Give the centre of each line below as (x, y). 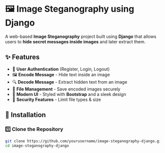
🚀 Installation (26, 115)
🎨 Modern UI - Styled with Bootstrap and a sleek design (69, 94)
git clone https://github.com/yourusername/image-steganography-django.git (84, 141)
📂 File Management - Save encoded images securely (66, 89)
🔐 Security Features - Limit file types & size (56, 99)
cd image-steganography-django (37, 146)
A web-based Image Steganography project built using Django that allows (81, 36)
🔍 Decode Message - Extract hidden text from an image (70, 82)
